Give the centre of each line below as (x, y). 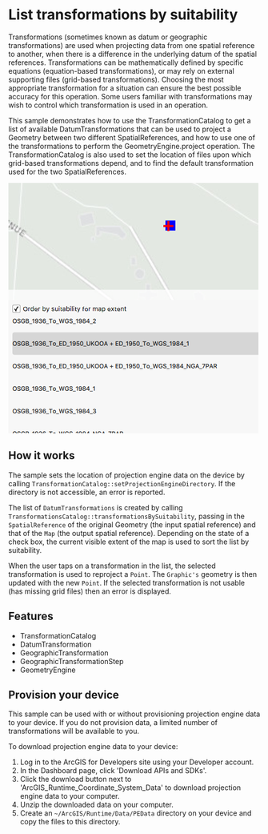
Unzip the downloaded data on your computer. (97, 805)
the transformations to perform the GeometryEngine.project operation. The (132, 146)
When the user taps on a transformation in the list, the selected (112, 566)
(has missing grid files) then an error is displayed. (90, 591)
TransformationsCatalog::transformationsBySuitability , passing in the (127, 516)
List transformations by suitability (123, 15)
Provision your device (64, 695)
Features (31, 616)
